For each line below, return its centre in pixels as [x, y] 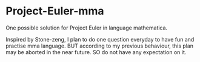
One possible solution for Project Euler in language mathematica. [87, 28]
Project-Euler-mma [55, 11]
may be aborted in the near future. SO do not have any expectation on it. [96, 52]
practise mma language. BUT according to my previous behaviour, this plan [100, 46]
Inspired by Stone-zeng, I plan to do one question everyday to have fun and [100, 39]
